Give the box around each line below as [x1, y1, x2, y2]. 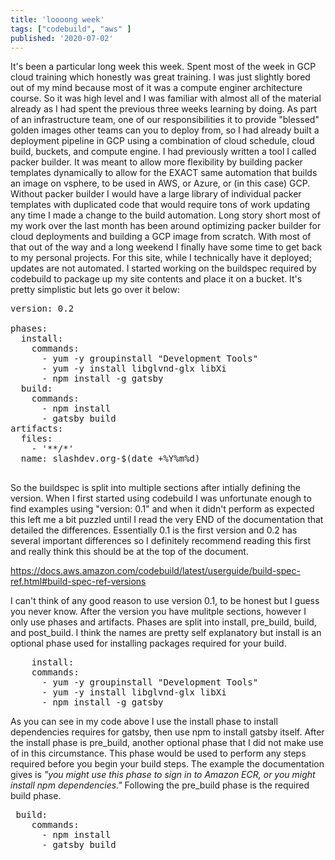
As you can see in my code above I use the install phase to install [10, 716, 278, 728]
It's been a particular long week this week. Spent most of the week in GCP [10, 61, 317, 73]
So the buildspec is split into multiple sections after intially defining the [10, 482, 301, 494]
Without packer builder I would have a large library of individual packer [10, 188, 302, 200]
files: [20, 433, 53, 445]
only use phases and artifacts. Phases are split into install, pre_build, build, [10, 616, 317, 628]
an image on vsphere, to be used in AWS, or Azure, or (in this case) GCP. [10, 177, 311, 190]
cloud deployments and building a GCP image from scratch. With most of [10, 231, 312, 243]
